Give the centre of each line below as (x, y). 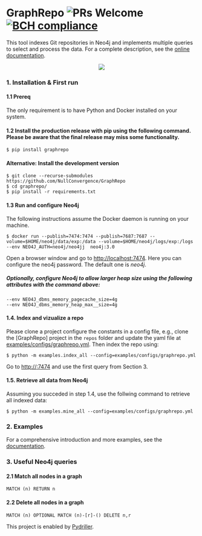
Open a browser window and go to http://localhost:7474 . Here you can (94, 258)
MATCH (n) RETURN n (31, 489)
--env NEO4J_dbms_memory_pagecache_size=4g (62, 299)
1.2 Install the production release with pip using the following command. (99, 131)
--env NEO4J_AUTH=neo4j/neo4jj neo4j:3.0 (60, 247)
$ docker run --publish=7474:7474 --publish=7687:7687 (77, 236)
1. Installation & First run (42, 82)
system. (16, 117)
